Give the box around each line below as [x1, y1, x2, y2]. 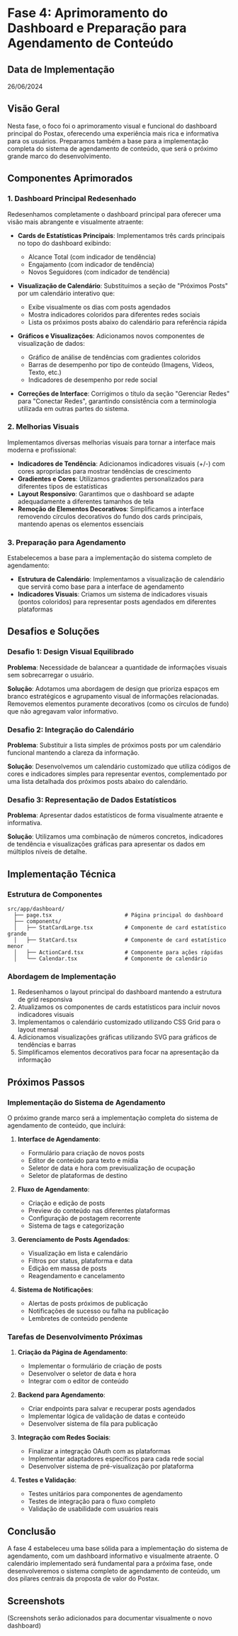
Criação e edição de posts [28, 1199, 106, 1208]
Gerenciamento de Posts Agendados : [17, 1236, 130, 1244]
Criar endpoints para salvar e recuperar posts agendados [28, 1405, 196, 1413]
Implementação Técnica [7, 868, 116, 880]
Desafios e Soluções [7, 626, 100, 638]
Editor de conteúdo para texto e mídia [28, 1156, 139, 1165]
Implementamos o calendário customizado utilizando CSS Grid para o [17, 1018, 221, 1027]
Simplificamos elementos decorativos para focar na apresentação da [17, 1048, 220, 1057]
